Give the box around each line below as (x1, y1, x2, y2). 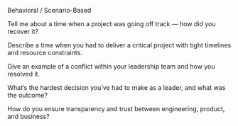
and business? (7, 113, 50, 120)
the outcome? (7, 91, 48, 99)
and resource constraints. (7, 49, 83, 57)
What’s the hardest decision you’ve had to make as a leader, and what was (7, 84, 226, 91)
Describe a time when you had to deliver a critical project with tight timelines (7, 41, 232, 49)
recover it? (7, 28, 39, 35)
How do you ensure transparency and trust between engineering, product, (7, 105, 225, 113)
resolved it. (7, 70, 40, 78)
